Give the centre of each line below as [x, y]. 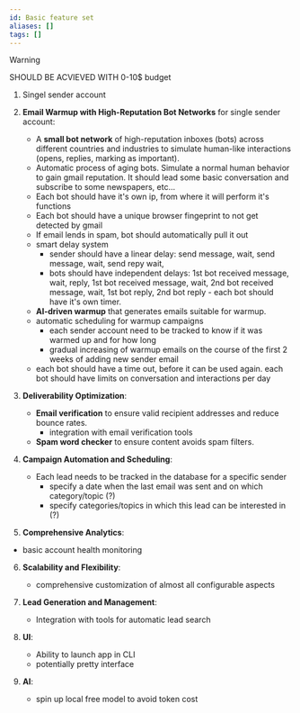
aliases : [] [31, 26]
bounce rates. [62, 423]
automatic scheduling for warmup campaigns [119, 321]
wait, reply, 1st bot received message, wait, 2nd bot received [161, 283]
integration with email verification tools [121, 432]
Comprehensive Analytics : [73, 533]
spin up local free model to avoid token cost [117, 699]
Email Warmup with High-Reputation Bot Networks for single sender [151, 113]
